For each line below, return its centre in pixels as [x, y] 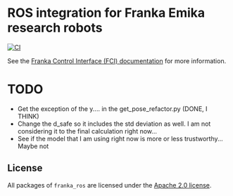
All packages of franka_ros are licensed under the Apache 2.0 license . [109, 185]
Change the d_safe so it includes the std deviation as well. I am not [114, 124]
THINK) [29, 116]
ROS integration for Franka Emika [106, 13]
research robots [55, 28]
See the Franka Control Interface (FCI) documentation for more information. [117, 60]
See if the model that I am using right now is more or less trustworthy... [120, 138]
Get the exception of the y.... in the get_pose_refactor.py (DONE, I [112, 109]
